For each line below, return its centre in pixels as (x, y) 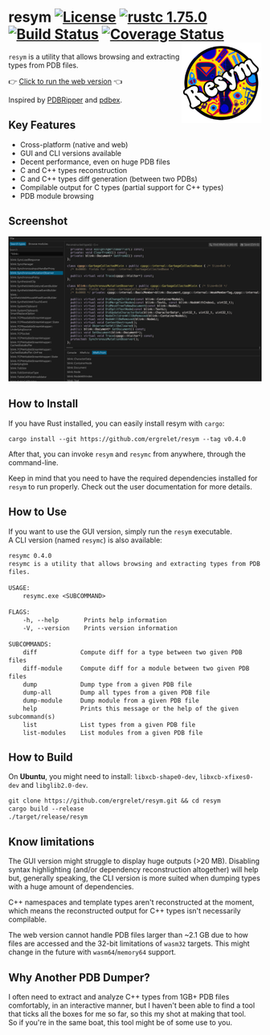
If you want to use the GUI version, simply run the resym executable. (121, 531)
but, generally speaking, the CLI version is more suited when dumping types (135, 878)
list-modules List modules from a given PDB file (113, 732)
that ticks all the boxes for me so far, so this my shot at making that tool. (127, 1014)
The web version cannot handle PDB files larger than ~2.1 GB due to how (129, 935)
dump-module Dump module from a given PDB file (111, 700)
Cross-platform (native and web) (74, 144)
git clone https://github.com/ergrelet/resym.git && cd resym (115, 801)
